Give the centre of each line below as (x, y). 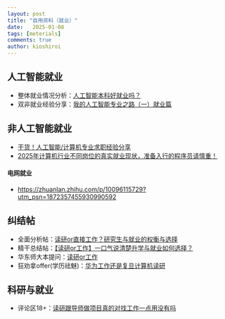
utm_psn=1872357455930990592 (67, 197)
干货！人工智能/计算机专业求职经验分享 (74, 147)
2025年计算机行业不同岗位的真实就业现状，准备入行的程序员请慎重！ (117, 155)
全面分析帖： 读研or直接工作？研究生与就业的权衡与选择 (97, 239)
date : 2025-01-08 (36, 27)
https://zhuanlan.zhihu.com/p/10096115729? (82, 189)
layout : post (26, 14)
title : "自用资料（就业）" (43, 20)
